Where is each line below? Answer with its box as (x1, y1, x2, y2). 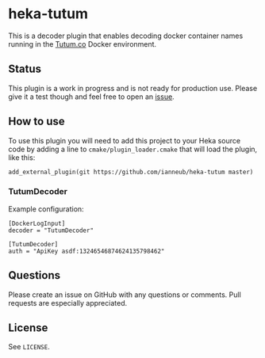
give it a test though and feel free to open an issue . (8, 92, 175, 101)
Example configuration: (8, 204, 85, 214)
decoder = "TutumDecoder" (8, 227, 94, 234)
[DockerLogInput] (8, 219, 66, 227)
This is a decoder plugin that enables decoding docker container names (8, 31, 244, 40)
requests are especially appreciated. (8, 298, 128, 307)
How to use (8, 115, 65, 128)
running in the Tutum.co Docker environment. (8, 39, 157, 48)
